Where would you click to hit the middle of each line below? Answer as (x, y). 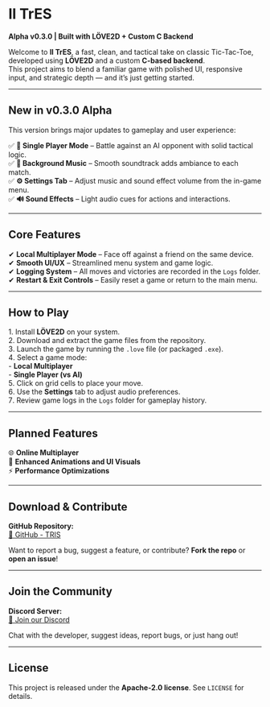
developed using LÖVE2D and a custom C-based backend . (107, 60)
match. (20, 172)
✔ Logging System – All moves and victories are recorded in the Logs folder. (135, 271)
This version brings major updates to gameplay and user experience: (122, 130)
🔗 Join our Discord (39, 619)
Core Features (45, 235)
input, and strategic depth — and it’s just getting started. (102, 77)
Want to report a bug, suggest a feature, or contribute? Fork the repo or (127, 550)
